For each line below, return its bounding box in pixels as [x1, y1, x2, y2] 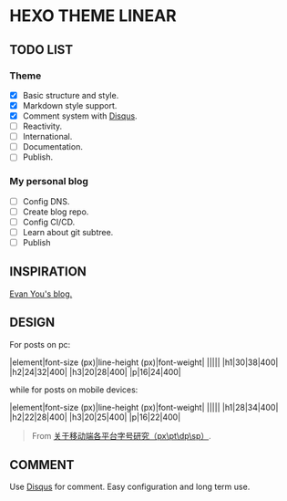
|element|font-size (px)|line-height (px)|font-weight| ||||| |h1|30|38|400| [9, 357, 279, 368]
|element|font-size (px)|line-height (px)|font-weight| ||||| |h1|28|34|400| [9, 402, 279, 412]
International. [22, 131, 73, 142]
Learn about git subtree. [22, 226, 114, 237]
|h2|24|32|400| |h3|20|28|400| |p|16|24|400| [9, 366, 181, 377]
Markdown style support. [22, 99, 118, 110]
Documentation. [22, 141, 84, 152]
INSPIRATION [9, 264, 87, 279]
